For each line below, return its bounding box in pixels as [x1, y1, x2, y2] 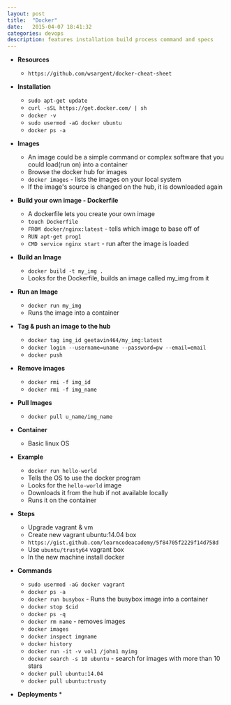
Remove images [17, 364, 65, 373]
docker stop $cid [27, 604, 79, 611]
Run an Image [17, 287, 58, 296]
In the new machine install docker [27, 553, 125, 562]
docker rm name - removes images [27, 617, 126, 626]
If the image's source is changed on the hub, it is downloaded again [27, 183, 223, 191]
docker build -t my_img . [27, 268, 103, 275]
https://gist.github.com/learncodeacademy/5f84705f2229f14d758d [27, 539, 219, 546]
